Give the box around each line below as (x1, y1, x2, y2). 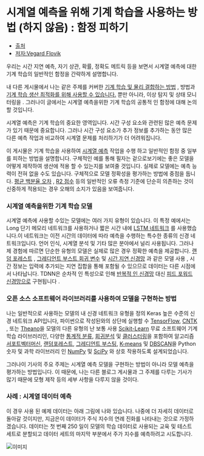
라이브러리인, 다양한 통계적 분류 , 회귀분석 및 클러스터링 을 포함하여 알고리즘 (17, 332, 194, 340)
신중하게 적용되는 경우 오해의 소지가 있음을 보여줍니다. (6, 185, 135, 192)
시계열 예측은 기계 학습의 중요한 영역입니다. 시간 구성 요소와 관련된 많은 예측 (6, 119, 186, 126)
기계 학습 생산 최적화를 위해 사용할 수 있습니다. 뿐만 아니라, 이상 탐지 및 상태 (6, 91, 186, 98)
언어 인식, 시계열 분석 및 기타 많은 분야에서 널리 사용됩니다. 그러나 (38, 240, 194, 247)
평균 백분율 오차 (14, 177, 52, 184)
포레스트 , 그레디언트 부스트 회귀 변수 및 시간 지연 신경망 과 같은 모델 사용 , (12, 255, 189, 262)
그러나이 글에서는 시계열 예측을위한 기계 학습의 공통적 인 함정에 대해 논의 (25, 98, 197, 105)
